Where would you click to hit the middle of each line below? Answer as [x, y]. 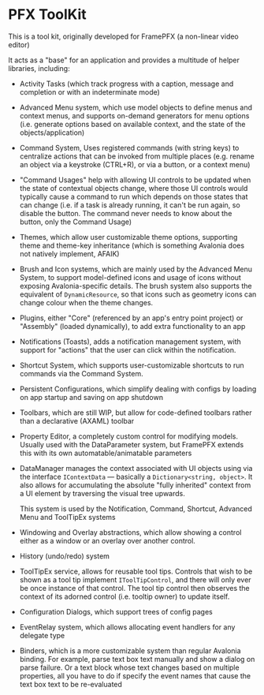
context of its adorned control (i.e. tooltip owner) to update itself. [125, 596]
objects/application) [52, 133]
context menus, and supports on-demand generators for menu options [134, 115]
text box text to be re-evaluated [71, 684]
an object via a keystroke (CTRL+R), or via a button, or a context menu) [135, 164]
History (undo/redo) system [65, 556]
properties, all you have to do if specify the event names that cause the [135, 675]
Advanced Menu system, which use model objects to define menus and [136, 107]
